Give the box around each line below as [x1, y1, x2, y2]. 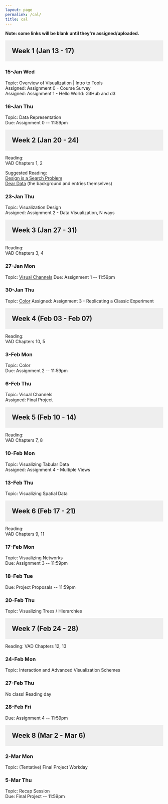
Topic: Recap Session [5, 788, 50, 794]
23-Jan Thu [5, 193, 35, 200]
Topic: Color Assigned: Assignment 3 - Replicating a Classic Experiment [5, 298, 154, 304]
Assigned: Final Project [5, 397, 53, 403]
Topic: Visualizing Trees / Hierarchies [5, 608, 82, 614]
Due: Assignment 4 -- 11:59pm [5, 715, 68, 721]
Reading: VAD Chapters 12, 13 [5, 643, 67, 649]
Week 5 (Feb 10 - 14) [12, 413, 77, 422]
